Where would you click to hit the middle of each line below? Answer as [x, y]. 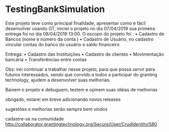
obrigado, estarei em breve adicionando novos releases [63, 99]
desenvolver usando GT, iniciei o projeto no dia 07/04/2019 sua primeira [80, 28]
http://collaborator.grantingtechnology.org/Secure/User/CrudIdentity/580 [81, 124]
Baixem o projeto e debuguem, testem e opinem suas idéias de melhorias [81, 89]
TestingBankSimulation [55, 9]
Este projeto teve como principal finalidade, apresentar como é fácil [76, 23]
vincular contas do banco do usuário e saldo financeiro [63, 44]
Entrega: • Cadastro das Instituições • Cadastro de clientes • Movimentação [84, 54]
